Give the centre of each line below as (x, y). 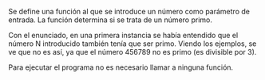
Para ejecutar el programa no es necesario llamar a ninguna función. (121, 67)
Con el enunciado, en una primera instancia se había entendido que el (123, 35)
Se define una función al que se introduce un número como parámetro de (129, 11)
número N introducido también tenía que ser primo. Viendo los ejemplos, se (132, 44)
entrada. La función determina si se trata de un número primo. (111, 20)
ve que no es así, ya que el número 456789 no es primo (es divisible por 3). (132, 52)
